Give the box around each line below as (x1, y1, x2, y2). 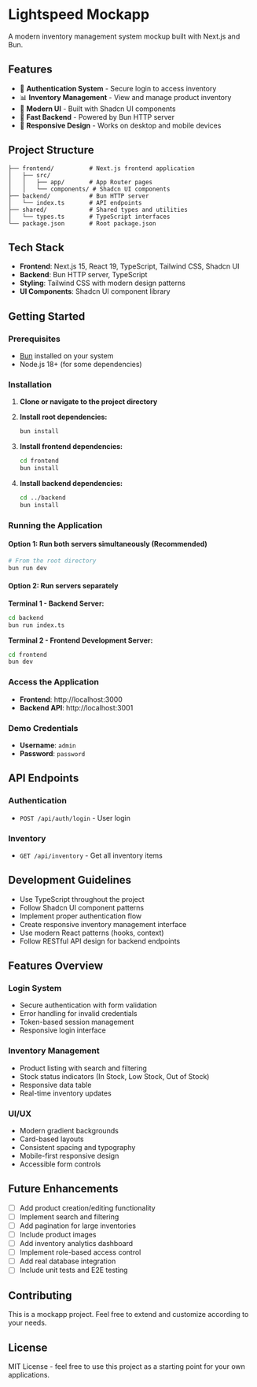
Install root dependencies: (19, 412, 108, 422)
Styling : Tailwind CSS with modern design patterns (19, 278, 186, 288)
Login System (8, 983, 62, 994)
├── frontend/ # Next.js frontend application (8, 164, 195, 172)
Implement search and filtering (19, 1211, 119, 1222)
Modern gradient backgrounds (19, 1126, 119, 1135)
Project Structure (8, 143, 94, 157)
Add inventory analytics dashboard (19, 1239, 134, 1248)
